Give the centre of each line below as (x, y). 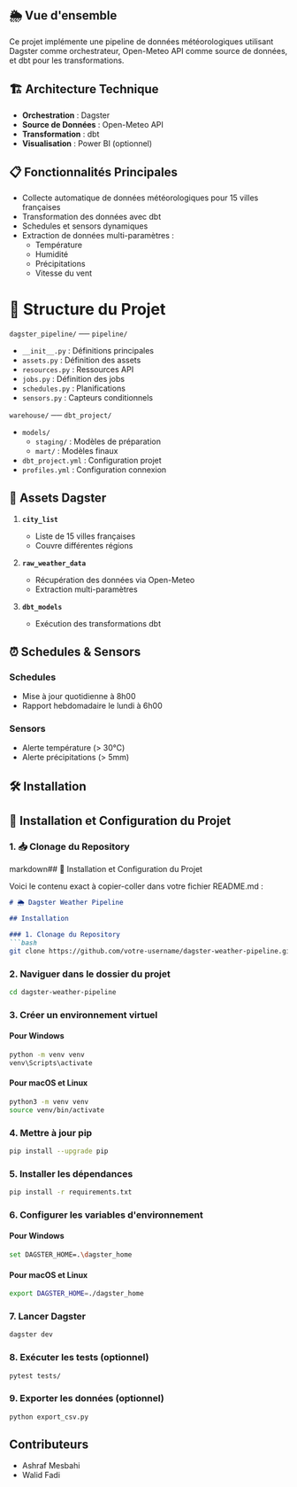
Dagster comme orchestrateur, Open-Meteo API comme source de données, (148, 51)
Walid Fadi (41, 1475)
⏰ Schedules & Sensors (75, 652)
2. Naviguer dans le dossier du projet (90, 974)
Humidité (52, 254)
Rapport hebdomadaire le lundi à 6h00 (92, 705)
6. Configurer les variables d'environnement (106, 1215)
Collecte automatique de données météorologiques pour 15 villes (140, 198)
